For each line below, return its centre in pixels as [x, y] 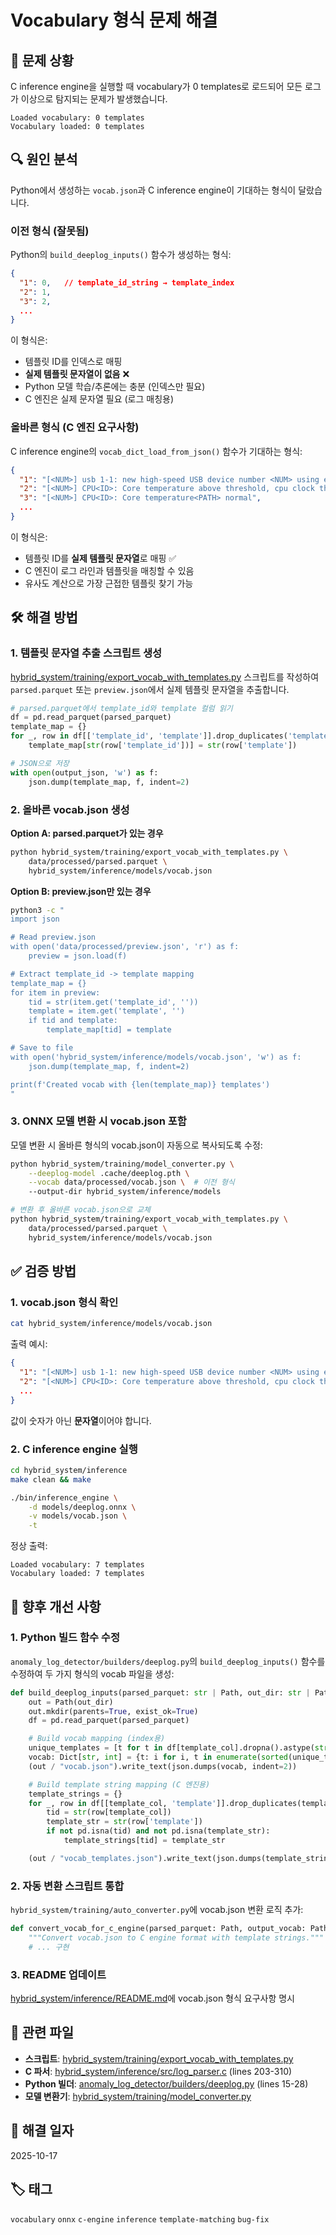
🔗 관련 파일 [42, 2032]
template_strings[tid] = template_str [144, 1841]
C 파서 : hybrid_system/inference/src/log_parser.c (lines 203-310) [158, 2071]
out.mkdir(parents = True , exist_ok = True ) [113, 1711]
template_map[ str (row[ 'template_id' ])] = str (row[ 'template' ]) [163, 746]
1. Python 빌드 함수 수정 [65, 1638]
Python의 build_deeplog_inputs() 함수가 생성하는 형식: [121, 255]
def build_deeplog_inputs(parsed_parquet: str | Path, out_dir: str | [160, 1692]
